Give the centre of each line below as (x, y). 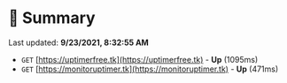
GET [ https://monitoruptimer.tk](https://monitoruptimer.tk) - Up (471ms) (150, 69)
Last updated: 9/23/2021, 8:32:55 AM (79, 42)
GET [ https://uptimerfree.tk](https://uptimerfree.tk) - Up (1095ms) (140, 59)
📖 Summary (52, 18)
